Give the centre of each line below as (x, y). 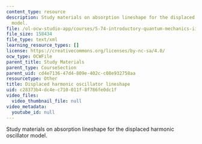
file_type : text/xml (32, 40)
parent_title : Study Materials (45, 62)
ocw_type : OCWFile (29, 56)
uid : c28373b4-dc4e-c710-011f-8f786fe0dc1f (62, 90)
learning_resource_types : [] (43, 46)
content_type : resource (36, 12)
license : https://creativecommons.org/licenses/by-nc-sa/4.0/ (86, 51)
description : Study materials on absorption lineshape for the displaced (101, 17)
